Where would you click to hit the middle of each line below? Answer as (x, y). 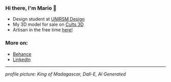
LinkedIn (22, 59)
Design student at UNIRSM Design (49, 19)
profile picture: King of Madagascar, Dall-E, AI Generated (66, 74)
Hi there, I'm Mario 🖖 (31, 8)
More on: (17, 43)
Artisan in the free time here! (42, 30)
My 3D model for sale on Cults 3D (48, 24)
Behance (22, 54)
